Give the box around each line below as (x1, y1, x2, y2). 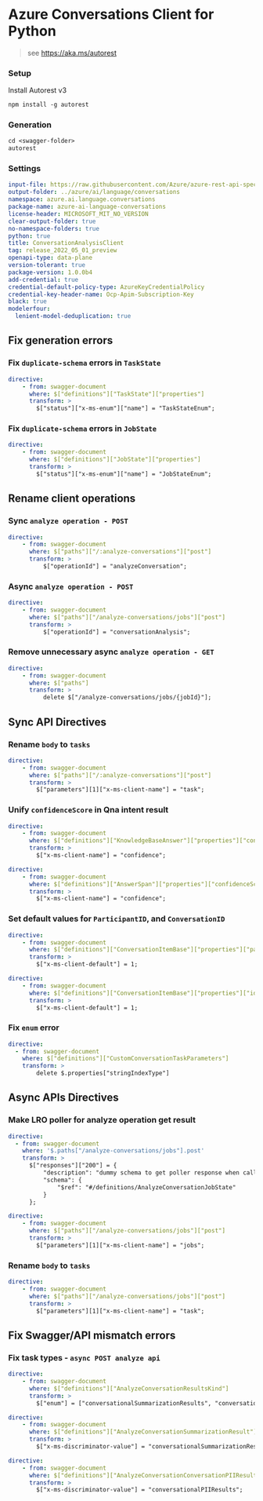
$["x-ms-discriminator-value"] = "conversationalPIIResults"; (36, 1486, 243, 1494)
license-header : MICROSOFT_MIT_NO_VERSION (8, 210, 149, 217)
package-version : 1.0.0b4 (8, 268, 92, 276)
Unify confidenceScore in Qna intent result (8, 805, 169, 816)
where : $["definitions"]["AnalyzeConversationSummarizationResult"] (28, 1428, 258, 1436)
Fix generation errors (8, 334, 113, 347)
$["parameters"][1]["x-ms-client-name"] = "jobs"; (36, 1241, 205, 1249)
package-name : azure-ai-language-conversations (8, 203, 167, 211)
